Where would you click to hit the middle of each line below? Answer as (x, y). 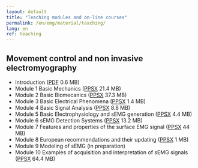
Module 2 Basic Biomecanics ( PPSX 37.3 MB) (71, 95)
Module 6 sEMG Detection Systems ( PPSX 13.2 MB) (79, 120)
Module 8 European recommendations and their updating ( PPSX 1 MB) (102, 139)
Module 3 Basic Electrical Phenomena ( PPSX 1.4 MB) (80, 101)
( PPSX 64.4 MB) (35, 158)
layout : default (26, 12)
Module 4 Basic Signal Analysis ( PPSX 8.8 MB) (73, 107)
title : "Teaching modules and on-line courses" (67, 17)
